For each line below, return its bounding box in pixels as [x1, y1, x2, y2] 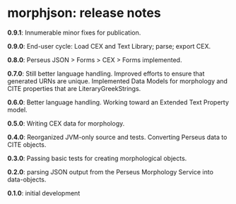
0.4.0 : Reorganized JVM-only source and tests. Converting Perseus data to [7, 133, 228, 141]
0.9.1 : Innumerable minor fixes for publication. [7, 28, 141, 37]
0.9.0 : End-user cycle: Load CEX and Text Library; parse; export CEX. [7, 42, 211, 50]
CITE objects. [7, 140, 47, 149]
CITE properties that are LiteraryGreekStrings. [7, 84, 141, 92]
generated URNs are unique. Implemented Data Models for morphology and [7, 76, 228, 85]
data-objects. [7, 175, 47, 184]
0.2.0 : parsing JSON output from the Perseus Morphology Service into [7, 167, 214, 176]
